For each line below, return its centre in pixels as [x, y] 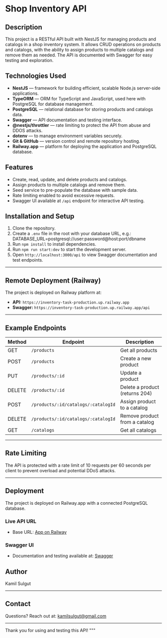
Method [17, 342]
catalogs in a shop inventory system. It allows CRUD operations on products [83, 44]
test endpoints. [28, 260]
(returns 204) [136, 393]
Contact [18, 604]
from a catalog [137, 422]
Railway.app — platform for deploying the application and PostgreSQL [84, 146]
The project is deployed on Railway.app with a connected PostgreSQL [77, 503]
